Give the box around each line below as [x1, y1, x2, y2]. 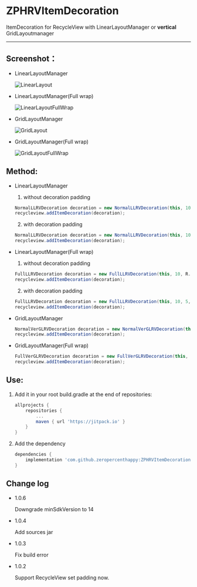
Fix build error [14, 551, 49, 558]
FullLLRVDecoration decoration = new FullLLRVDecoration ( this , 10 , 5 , [14, 298, 191, 304]
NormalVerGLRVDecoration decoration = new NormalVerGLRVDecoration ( [14, 326, 186, 332]
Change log [6, 479, 49, 489]
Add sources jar [14, 528, 53, 535]
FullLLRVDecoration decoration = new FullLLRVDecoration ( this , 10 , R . [14, 271, 191, 277]
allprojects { [14, 402, 49, 408]
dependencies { [14, 451, 52, 458]
